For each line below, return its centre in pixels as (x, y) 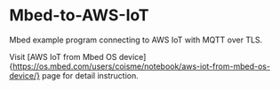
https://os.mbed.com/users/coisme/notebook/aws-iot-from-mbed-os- (141, 66)
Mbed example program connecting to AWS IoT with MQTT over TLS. (136, 40)
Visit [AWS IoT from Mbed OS (63, 56)
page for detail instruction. (90, 75)
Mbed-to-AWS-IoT (79, 15)
